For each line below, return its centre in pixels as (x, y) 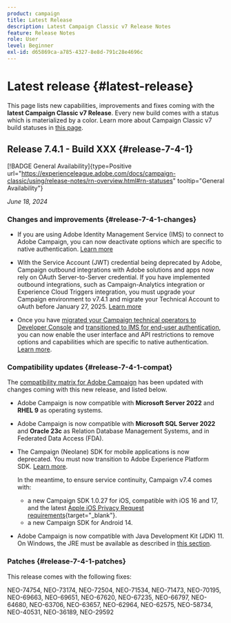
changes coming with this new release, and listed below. (87, 390)
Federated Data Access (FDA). (60, 438)
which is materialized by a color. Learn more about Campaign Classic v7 (110, 120)
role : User (23, 39)
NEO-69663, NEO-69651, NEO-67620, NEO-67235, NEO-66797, (99, 597)
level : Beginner (30, 46)
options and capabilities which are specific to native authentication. (113, 342)
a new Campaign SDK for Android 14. (80, 523)
